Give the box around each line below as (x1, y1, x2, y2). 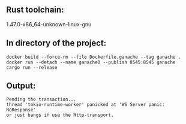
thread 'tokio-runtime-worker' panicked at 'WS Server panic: (6, 102, 165, 108)
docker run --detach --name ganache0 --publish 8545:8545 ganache (6, 59, 176, 65)
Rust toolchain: (6, 5, 64, 15)
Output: (6, 81, 36, 91)
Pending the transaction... (6, 96, 77, 102)
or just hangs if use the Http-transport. (6, 112, 114, 119)
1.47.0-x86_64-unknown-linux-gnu (6, 20, 92, 28)
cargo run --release (6, 64, 58, 71)
